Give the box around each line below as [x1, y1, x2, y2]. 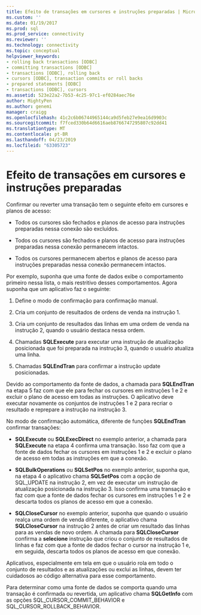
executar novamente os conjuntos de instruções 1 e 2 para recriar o [6, 399, 173, 407]
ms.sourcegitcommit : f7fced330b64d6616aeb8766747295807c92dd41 [6, 120, 167, 126]
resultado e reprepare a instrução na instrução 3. [6, 405, 127, 413]
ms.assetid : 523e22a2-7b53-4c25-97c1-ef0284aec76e [6, 92, 135, 98]
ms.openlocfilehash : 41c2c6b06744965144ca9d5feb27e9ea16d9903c [6, 114, 167, 120]
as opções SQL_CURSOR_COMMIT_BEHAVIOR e [6, 596, 125, 604]
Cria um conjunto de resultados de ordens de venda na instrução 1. [14, 308, 181, 316]
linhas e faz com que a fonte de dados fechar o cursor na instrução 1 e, [14, 541, 191, 549]
